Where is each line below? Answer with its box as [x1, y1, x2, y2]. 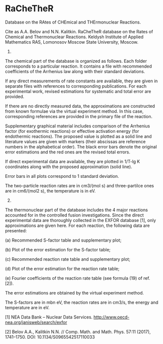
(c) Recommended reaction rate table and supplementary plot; [5, 256, 131, 262]
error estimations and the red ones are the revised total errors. [5, 149, 131, 155]
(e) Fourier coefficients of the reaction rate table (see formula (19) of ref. [5, 275, 150, 281]
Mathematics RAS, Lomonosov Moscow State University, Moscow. [5, 39, 139, 45]
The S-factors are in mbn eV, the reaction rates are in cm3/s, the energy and [5, 299, 159, 305]
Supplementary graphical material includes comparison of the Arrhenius [5, 123, 150, 129]
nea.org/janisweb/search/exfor [5, 319, 67, 325]
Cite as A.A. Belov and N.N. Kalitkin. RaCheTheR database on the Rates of [5, 28, 153, 34]
